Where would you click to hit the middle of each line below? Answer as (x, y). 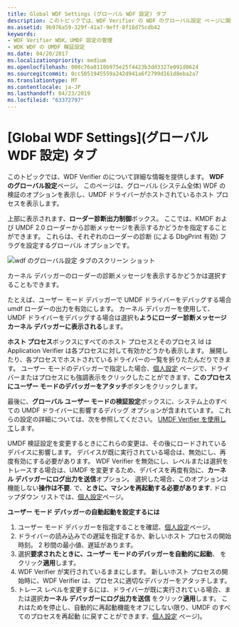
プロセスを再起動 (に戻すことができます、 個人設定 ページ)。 (118, 616)
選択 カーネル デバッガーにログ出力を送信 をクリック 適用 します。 (125, 598)
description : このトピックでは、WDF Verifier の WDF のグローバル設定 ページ (114, 21)
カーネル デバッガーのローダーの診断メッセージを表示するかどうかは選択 (114, 275)
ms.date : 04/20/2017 (38, 54)
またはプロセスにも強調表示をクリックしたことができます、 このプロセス (125, 377)
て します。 (23, 428)
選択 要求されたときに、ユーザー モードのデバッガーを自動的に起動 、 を (122, 554)
